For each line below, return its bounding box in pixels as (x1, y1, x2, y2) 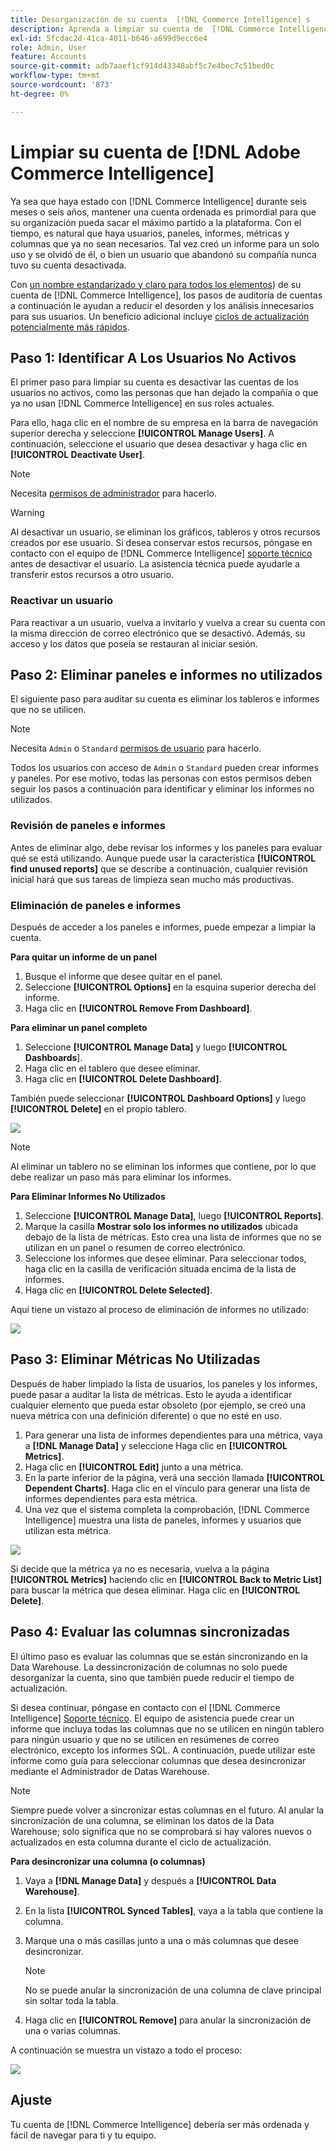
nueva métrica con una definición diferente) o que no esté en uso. (10, 1409, 282, 1421)
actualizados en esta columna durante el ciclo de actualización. (10, 1836, 272, 1848)
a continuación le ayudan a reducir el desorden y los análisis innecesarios (10, 299, 315, 311)
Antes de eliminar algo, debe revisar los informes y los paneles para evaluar (10, 841, 323, 853)
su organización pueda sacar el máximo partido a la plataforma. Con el (10, 216, 302, 228)
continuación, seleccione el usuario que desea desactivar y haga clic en (10, 438, 308, 450)
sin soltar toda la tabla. (24, 1994, 119, 2006)
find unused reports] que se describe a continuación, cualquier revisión (10, 862, 308, 875)
